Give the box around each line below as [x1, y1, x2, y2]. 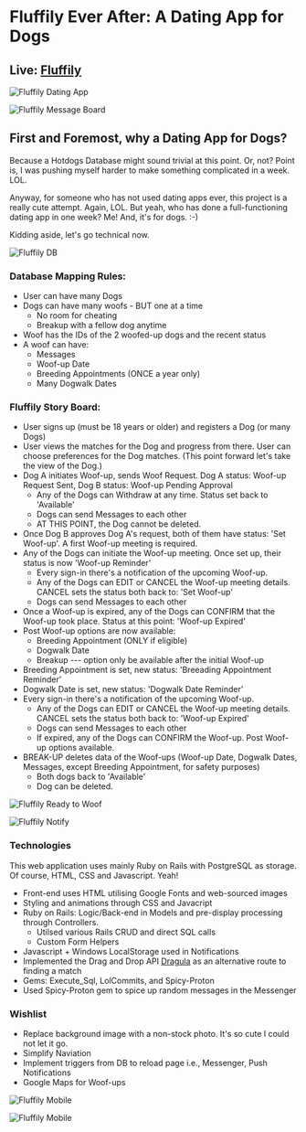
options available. [48, 742, 115, 753]
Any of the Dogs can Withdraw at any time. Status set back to [36, 489, 269, 500]
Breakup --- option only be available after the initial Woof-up [36, 655, 265, 666]
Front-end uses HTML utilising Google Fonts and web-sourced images [22, 887, 288, 898]
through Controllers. [22, 916, 99, 927]
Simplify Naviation [22, 1048, 91, 1058]
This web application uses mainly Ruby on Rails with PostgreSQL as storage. [9, 860, 297, 870]
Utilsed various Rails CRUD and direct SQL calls [36, 926, 216, 937]
